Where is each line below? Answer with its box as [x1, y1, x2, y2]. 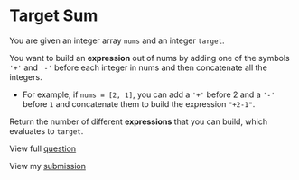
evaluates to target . [9, 125, 84, 136]
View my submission [9, 160, 86, 171]
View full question [9, 143, 77, 154]
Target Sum [9, 5, 98, 26]
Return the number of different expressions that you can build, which [9, 116, 268, 127]
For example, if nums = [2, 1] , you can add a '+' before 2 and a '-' [22, 89, 276, 100]
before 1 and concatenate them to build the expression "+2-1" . [22, 98, 256, 109]
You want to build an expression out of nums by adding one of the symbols [9, 52, 291, 63]
